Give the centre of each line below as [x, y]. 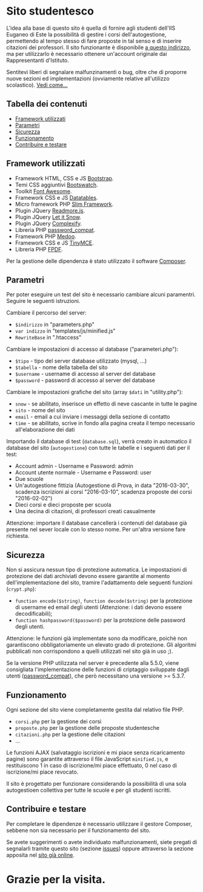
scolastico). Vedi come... [37, 85]
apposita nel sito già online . [40, 855]
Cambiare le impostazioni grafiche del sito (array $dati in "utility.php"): [95, 392]
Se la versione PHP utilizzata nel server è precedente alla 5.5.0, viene [93, 663]
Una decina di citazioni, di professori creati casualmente [85, 511]
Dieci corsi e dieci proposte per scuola [63, 505]
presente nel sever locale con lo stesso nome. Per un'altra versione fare [96, 529]
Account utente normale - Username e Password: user [83, 472]
